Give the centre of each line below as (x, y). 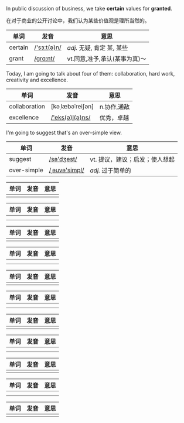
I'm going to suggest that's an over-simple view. (64, 132)
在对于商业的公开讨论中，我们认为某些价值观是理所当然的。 (78, 21)
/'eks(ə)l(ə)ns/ (71, 117)
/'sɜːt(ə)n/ (48, 47)
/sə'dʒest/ (63, 159)
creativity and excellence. (37, 80)
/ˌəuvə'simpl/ (67, 170)
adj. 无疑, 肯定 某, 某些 (98, 48)
